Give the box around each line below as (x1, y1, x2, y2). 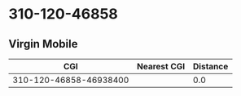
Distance (192, 61, 229, 72)
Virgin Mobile (8, 37, 78, 51)
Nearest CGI (137, 61, 186, 72)
